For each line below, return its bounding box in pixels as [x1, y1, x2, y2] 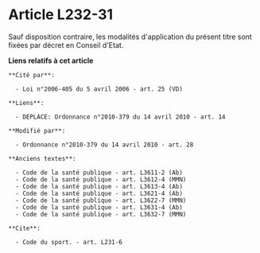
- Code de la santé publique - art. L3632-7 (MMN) [15, 210, 187, 218]
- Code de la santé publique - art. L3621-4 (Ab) [15, 189, 183, 197]
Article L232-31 [8, 6, 114, 24]
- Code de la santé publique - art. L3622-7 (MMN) [15, 197, 187, 204]
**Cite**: [8, 224, 41, 232]
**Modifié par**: [8, 127, 66, 134]
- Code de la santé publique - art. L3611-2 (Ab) [15, 169, 183, 177]
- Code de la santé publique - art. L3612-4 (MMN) [15, 175, 187, 184]
